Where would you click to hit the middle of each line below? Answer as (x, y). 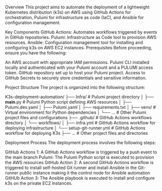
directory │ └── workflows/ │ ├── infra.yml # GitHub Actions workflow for (80, 123)
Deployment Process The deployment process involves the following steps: (81, 143)
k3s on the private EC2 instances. (39, 183)
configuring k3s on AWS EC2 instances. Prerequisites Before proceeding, (79, 48)
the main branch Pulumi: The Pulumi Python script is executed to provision (80, 157)
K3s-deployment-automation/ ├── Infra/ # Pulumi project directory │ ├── (80, 97)
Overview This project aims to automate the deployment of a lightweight (77, 7)
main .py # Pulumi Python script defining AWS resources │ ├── (69, 102)
